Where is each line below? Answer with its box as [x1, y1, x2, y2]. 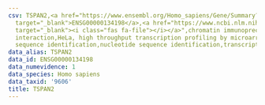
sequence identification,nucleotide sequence [15, 41, 168, 49]
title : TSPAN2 [8, 84, 55, 93]
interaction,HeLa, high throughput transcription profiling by [15, 33, 227, 42]
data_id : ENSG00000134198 [8, 56, 93, 64]
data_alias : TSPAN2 [8, 48, 73, 56]
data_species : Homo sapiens [8, 70, 101, 78]
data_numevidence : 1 [8, 63, 77, 71]
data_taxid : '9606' [8, 77, 73, 85]
